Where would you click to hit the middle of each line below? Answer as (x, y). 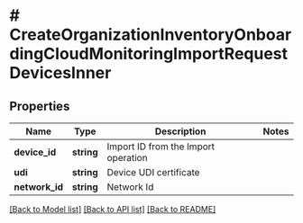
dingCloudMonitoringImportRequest (149, 54)
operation (127, 158)
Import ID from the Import (161, 147)
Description (180, 131)
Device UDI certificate (153, 172)
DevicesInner (60, 73)
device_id (35, 152)
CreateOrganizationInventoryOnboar (151, 35)
